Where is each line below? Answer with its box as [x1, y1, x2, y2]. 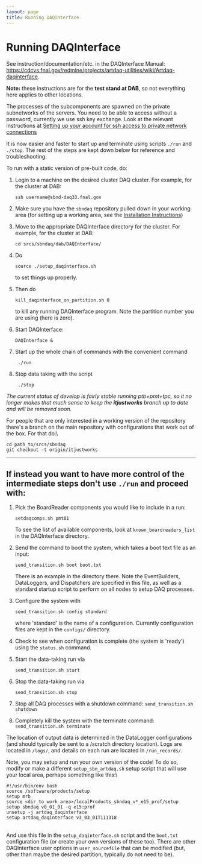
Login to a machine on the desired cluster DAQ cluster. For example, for [14, 176, 192, 184]
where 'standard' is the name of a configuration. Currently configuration [14, 619, 194, 627]
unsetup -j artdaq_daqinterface [6, 809, 87, 816]
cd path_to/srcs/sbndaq [6, 441, 66, 448]
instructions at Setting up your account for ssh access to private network [6, 122, 188, 130]
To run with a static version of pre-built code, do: [6, 165, 127, 172]
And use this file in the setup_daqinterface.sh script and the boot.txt [6, 831, 179, 839]
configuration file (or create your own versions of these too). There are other [6, 838, 196, 845]
